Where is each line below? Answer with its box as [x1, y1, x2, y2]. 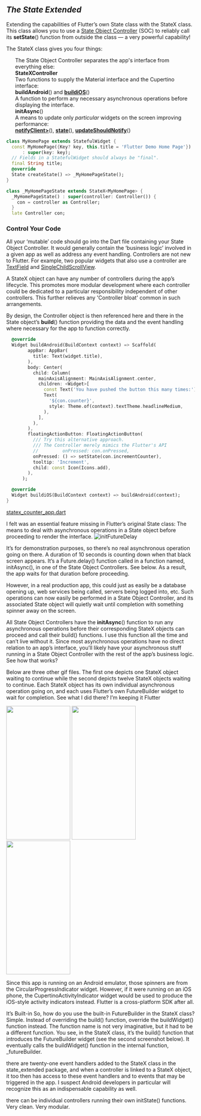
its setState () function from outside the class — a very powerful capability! [6, 33, 191, 41]
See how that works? [6, 657, 58, 664]
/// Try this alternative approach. [32, 437, 124, 443]
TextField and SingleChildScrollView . [6, 264, 96, 271]
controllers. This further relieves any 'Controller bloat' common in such [6, 294, 181, 301]
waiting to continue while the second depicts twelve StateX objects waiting [6, 675, 191, 682]
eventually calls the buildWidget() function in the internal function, [6, 1042, 169, 1049]
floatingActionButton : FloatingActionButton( [28, 431, 144, 437]
